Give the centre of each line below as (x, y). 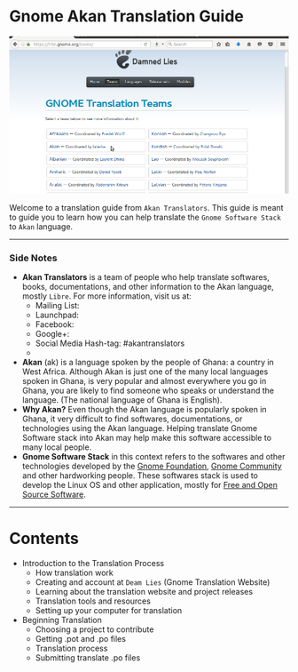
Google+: (52, 334)
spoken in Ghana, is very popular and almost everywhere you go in (144, 381)
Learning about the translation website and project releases (144, 592)
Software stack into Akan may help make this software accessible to (147, 438)
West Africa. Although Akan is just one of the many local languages (145, 372)
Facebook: (55, 324)
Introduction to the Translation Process (93, 564)
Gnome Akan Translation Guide (126, 16)
